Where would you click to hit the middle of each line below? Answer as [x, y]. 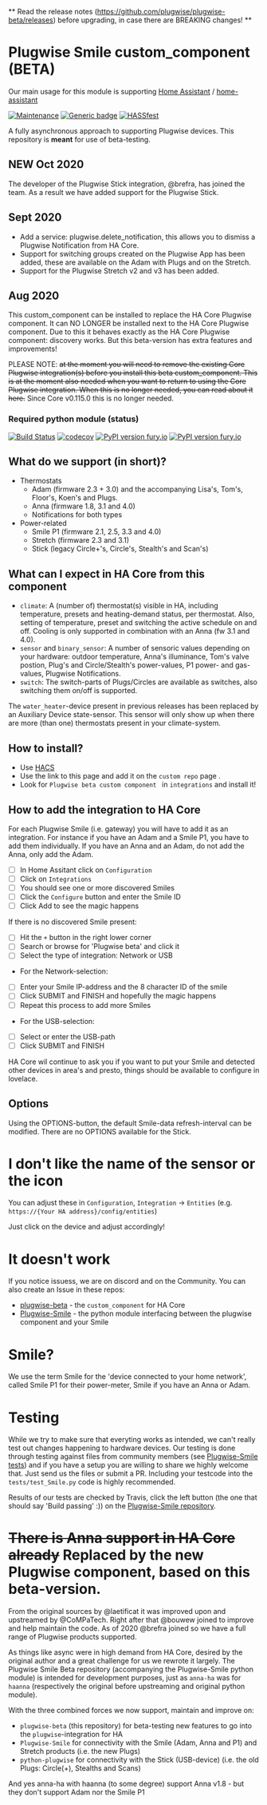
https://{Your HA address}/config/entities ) [83, 1211]
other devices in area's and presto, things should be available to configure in [134, 1070]
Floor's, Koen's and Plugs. [75, 498]
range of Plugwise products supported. [73, 1637]
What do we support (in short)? [88, 462]
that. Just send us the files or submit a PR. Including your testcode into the [131, 1473]
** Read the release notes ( [53, 12]
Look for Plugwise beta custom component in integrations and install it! [138, 785]
